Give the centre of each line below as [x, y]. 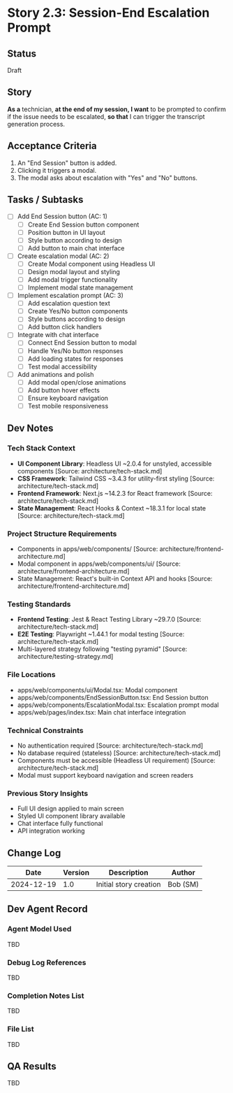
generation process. [36, 124]
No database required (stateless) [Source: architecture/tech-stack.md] [119, 752]
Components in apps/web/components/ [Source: [88, 549]
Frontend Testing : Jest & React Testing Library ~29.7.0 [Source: [109, 620]
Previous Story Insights [48, 793]
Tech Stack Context [41, 448]
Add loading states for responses [75, 359]
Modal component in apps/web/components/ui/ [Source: [99, 564]
